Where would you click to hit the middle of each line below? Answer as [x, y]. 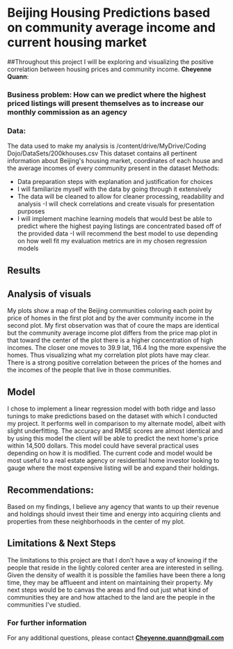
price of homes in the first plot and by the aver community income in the [111, 318]
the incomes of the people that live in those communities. [89, 370]
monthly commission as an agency [67, 112]
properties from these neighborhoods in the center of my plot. [96, 521]
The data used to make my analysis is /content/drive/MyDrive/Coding [107, 146]
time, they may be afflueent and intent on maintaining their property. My [110, 582]
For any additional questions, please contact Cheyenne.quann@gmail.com [116, 638]
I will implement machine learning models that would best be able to [114, 219]
